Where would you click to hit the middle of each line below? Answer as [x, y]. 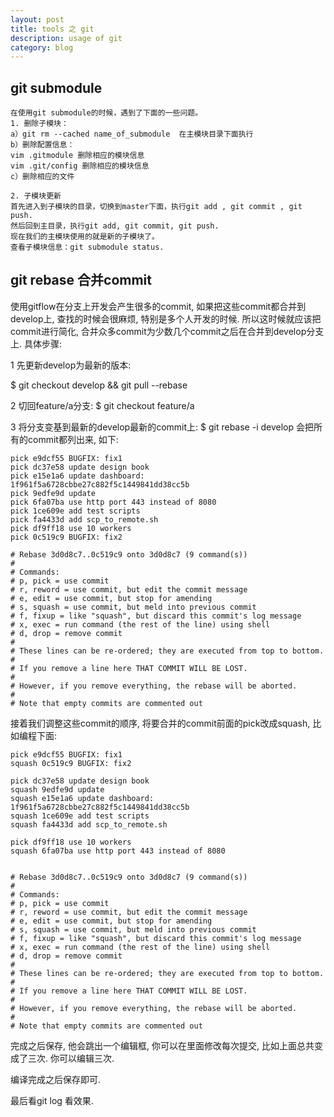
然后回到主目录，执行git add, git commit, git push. [115, 226]
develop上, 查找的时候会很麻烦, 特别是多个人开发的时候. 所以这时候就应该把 [166, 318]
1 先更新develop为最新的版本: [71, 365]
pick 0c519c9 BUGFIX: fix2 [66, 537]
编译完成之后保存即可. [56, 1079]
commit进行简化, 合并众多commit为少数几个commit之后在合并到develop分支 [167, 331]
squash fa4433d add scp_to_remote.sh [89, 824]
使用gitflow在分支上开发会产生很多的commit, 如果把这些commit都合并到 [158, 306]
